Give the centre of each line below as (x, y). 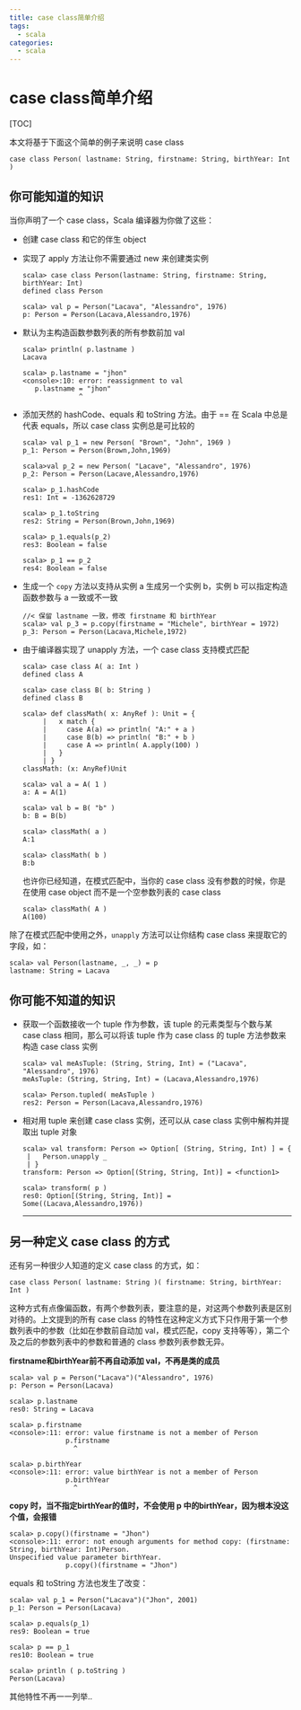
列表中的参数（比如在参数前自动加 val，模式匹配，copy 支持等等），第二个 (153, 1330)
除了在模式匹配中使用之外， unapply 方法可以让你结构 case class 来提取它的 (148, 934)
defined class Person (62, 291)
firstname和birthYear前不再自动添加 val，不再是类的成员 (115, 1361)
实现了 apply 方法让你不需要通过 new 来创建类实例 (115, 258)
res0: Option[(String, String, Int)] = (97, 1195)
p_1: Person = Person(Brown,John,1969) (97, 450)
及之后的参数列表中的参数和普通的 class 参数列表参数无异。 (119, 1341)
